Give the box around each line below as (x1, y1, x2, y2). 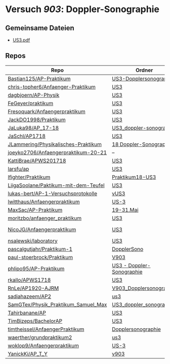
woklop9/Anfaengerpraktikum (8, 342, 79, 349)
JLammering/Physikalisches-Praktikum (8, 140, 102, 147)
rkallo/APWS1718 (8, 276, 51, 283)
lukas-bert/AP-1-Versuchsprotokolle (8, 190, 98, 197)
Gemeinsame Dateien (5, 24, 74, 32)
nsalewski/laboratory (8, 237, 58, 244)
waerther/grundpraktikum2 (8, 334, 72, 341)
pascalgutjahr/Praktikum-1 (8, 245, 72, 252)
